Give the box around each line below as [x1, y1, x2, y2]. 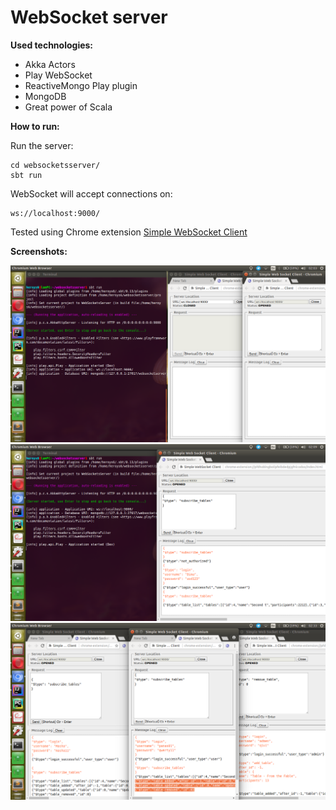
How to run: [10, 120, 60, 132]
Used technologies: [10, 39, 94, 51]
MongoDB [24, 90, 67, 102]
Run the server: [10, 139, 74, 151]
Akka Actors [24, 58, 76, 70]
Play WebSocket [24, 69, 93, 81]
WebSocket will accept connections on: [10, 187, 173, 200]
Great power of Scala [24, 101, 113, 113]
